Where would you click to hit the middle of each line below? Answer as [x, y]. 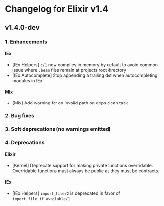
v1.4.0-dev [22, 28]
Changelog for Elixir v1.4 [57, 9]
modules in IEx [27, 80]
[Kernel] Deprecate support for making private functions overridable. [82, 165]
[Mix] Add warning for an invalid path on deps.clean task [70, 103]
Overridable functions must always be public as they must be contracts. [86, 171]
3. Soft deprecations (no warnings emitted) [58, 129]
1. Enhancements [26, 42]
